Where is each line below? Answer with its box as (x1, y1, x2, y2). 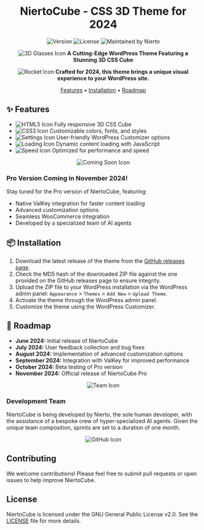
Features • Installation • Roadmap (60, 86, 146, 93)
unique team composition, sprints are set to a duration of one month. (6, 424, 180, 431)
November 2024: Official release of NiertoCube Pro (15, 370, 147, 377)
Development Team (6, 397, 66, 405)
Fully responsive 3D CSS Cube (54, 120, 132, 128)
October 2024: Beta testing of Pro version (15, 363, 123, 370)
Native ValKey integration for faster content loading (15, 200, 146, 207)
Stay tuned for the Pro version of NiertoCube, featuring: (6, 188, 147, 195)
